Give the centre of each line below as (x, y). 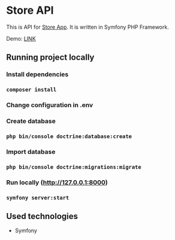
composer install (31, 90)
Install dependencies (37, 74)
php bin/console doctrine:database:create (69, 136)
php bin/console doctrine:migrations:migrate (74, 167)
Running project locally (50, 57)
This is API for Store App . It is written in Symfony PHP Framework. (87, 27)
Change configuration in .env (50, 105)
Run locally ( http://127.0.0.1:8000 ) (57, 182)
